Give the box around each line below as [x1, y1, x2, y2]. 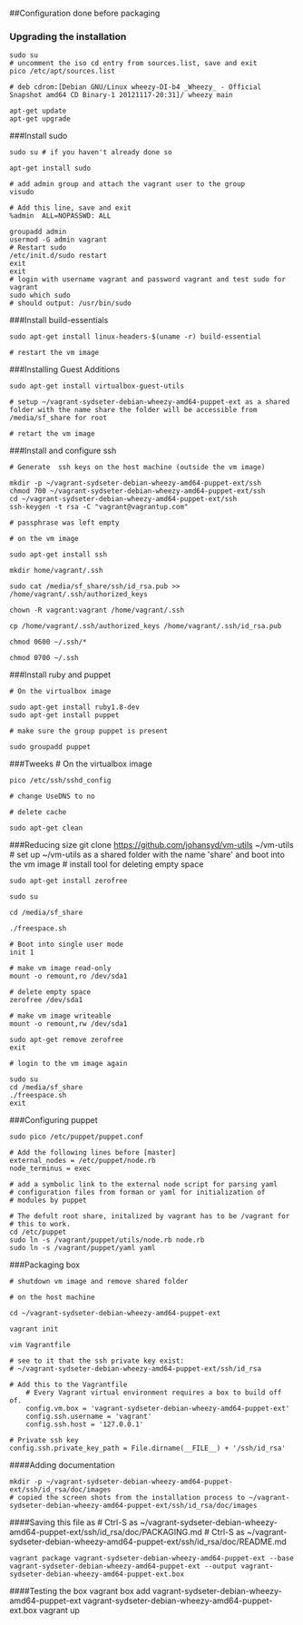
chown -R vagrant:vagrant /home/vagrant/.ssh [9, 606, 184, 616]
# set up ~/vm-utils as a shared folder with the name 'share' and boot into [9, 849, 286, 861]
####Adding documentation [9, 1460, 115, 1471]
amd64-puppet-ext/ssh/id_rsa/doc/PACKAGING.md [9, 1527, 202, 1538]
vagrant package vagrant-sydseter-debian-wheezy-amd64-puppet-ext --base [9, 1554, 295, 1563]
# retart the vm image [9, 429, 95, 438]
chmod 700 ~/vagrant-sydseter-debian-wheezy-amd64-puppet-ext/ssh [9, 487, 266, 496]
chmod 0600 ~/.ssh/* [9, 637, 88, 647]
